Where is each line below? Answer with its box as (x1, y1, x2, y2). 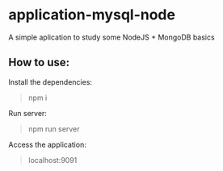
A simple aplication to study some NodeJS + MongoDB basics (8, 32, 216, 42)
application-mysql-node (8, 6, 176, 24)
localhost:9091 (27, 155, 78, 165)
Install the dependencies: (8, 77, 93, 86)
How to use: (8, 56, 70, 69)
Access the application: (8, 140, 86, 149)
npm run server (27, 123, 80, 134)
